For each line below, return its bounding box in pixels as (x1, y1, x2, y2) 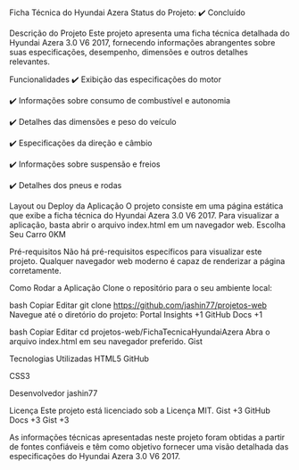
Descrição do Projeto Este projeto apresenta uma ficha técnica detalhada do (9, 28, 290, 38)
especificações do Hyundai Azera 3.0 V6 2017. (9, 451, 181, 461)
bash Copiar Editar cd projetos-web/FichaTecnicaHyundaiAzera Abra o (9, 326, 270, 337)
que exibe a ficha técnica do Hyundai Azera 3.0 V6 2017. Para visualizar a (9, 210, 279, 220)
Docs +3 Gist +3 (9, 415, 70, 425)
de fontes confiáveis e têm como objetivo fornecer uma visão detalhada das (9, 441, 289, 452)
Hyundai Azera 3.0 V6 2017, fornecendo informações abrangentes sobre (9, 37, 276, 47)
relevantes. (9, 56, 51, 67)
